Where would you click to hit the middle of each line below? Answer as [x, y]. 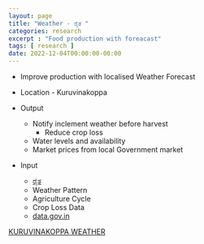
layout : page [30, 16]
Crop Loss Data [59, 207]
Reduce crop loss [74, 132]
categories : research [45, 31]
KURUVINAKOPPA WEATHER [57, 231]
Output [32, 108]
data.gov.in [51, 216]
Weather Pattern [60, 190]
